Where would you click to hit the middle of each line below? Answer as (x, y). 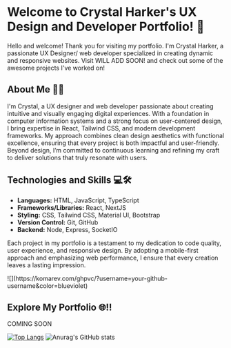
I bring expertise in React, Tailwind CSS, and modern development (101, 128)
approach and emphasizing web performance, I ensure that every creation (113, 258)
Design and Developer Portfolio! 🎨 (106, 27)
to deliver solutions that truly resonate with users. (78, 157)
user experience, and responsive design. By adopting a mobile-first (103, 250)
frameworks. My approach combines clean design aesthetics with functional (116, 135)
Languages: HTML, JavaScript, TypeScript (78, 200)
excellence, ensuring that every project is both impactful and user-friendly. (113, 143)
